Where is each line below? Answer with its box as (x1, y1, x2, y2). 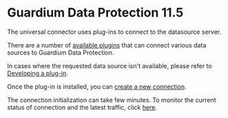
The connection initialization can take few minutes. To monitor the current (7, 95, 216, 104)
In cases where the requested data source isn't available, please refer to (7, 61, 212, 70)
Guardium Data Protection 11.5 (7, 5, 184, 21)
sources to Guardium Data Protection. (7, 48, 114, 57)
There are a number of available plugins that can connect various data (7, 41, 207, 49)
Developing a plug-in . (7, 69, 69, 77)
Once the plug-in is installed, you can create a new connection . (7, 82, 187, 90)
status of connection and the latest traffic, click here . (7, 103, 157, 111)
